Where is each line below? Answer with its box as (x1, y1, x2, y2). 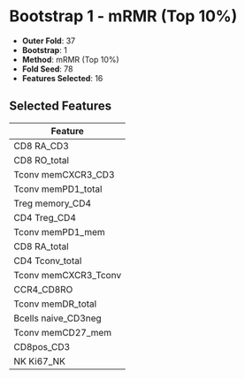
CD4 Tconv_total (13, 254, 82, 267)
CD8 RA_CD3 (13, 140, 69, 152)
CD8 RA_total (13, 240, 69, 253)
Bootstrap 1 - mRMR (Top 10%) (9, 6, 238, 27)
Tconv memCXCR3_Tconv (13, 269, 122, 281)
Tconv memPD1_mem (13, 225, 106, 238)
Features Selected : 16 (21, 72, 103, 83)
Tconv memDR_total (13, 298, 97, 310)
